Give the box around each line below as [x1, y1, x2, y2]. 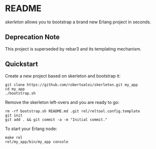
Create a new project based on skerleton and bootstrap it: [5, 73, 121, 79]
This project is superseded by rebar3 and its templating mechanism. [5, 46, 142, 51]
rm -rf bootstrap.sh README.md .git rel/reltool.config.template [5, 109, 140, 114]
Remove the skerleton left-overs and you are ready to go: [5, 99, 120, 105]
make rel [5, 135, 23, 140]
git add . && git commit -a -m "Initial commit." [5, 117, 108, 122]
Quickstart [5, 60, 38, 68]
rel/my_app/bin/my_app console [5, 139, 69, 144]
